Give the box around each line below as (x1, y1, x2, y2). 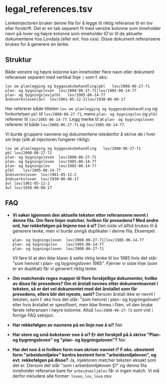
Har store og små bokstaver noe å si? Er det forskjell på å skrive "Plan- (12, 331, 161, 337)
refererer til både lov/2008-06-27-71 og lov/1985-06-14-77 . (5, 121, 126, 128)
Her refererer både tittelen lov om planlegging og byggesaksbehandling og (5, 106, 158, 112)
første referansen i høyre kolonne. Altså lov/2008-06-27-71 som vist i (12, 307, 153, 313)
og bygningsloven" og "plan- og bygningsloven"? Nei (12, 337, 126, 343)
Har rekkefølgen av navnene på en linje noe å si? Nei (12, 322, 123, 328)
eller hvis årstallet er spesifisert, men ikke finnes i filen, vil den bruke (12, 301, 153, 307)
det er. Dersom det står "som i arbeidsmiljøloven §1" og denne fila (12, 362, 147, 368)
